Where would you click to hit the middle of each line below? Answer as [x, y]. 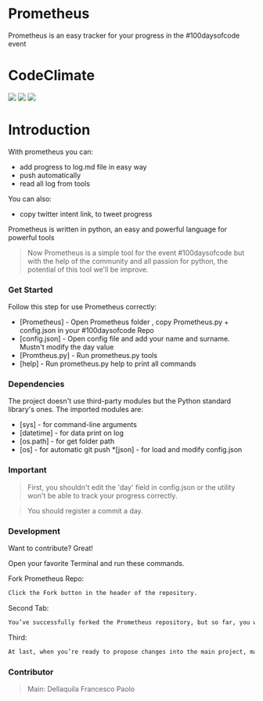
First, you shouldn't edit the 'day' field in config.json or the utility [131, 487]
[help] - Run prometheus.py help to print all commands [108, 364]
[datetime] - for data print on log [71, 433]
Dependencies [36, 384]
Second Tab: [29, 608]
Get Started [31, 290]
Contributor [31, 672]
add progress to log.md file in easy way [83, 166]
